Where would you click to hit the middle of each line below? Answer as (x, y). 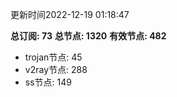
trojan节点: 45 (53, 57)
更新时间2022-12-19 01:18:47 (70, 14)
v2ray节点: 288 (56, 69)
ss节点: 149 (48, 82)
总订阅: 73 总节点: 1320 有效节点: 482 (88, 36)
